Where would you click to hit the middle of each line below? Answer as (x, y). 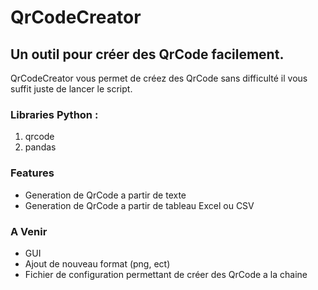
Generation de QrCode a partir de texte (105, 195)
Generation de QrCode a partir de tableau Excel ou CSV (139, 205)
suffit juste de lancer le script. (71, 89)
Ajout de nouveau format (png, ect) (97, 263)
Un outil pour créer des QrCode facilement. (147, 54)
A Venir (29, 231)
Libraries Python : (54, 114)
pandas (40, 147)
